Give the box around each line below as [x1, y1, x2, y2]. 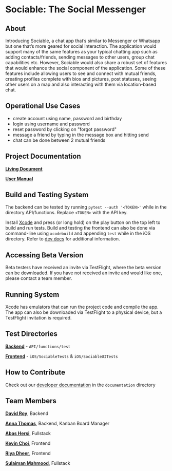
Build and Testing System [5, 191, 89, 199]
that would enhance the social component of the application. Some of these [5, 65, 166, 71]
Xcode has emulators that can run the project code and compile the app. [5, 304, 159, 310]
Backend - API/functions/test [5, 343, 71, 349]
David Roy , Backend [5, 410, 49, 417]
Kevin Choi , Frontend [5, 440, 51, 446]
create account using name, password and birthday [12, 115, 122, 121]
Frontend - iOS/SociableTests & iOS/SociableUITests [5, 353, 118, 359]
